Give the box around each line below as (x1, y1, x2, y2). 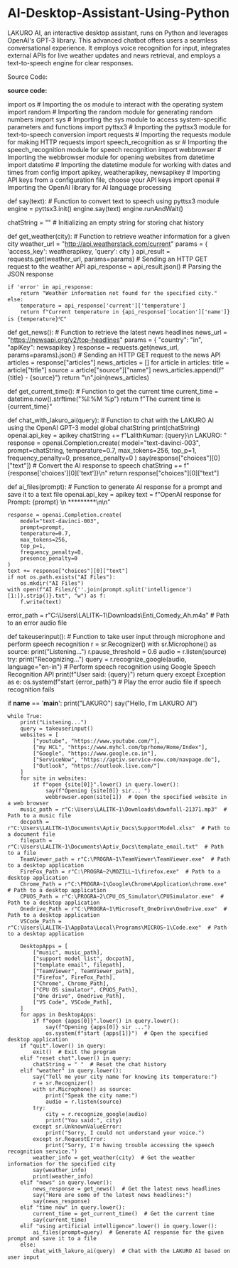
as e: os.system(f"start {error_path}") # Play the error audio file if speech (7, 677, 222, 686)
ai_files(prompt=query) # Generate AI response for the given (33, 1228, 224, 1236)
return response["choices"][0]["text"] (109, 468, 220, 477)
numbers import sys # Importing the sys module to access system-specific (7, 115, 227, 124)
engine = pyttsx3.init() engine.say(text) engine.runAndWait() (7, 204, 183, 213)
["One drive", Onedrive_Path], (33, 992, 126, 999)
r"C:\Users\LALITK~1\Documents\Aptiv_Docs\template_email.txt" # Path (7, 843, 224, 850)
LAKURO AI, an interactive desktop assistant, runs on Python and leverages (7, 28, 229, 37)
